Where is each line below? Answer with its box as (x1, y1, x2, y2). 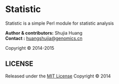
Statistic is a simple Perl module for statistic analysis (5, 20, 114, 26)
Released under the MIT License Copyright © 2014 (5, 73, 111, 79)
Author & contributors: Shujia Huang (5, 30, 83, 36)
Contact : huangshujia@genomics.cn (5, 35, 83, 41)
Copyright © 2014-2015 (5, 45, 54, 51)
